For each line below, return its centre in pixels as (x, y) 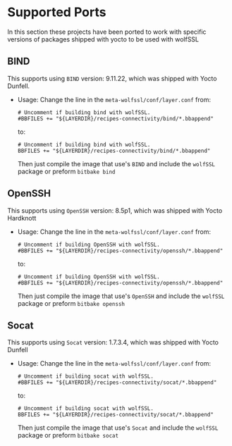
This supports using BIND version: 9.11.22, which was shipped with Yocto (112, 78)
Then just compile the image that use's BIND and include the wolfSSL (116, 163)
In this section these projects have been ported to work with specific (107, 32)
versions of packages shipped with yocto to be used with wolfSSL (103, 39)
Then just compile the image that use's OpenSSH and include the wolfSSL (121, 296)
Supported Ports (57, 12)
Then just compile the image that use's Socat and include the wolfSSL (118, 428)
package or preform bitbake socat (68, 435)
